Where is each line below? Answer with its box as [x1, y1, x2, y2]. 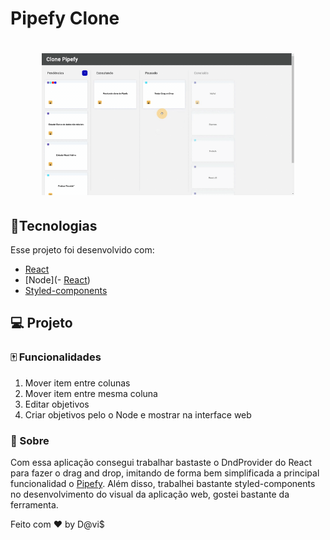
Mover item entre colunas [24, 377, 131, 389]
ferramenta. [10, 498, 59, 511]
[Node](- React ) [24, 273, 91, 286]
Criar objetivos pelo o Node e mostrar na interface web [24, 408, 252, 421]
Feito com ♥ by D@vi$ [10, 518, 105, 530]
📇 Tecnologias [10, 217, 98, 234]
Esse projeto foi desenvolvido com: [10, 243, 155, 256]
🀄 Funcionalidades [10, 350, 102, 364]
